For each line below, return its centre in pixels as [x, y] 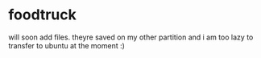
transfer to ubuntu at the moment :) [66, 45]
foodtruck [42, 15]
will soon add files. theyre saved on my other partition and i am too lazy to [131, 37]
